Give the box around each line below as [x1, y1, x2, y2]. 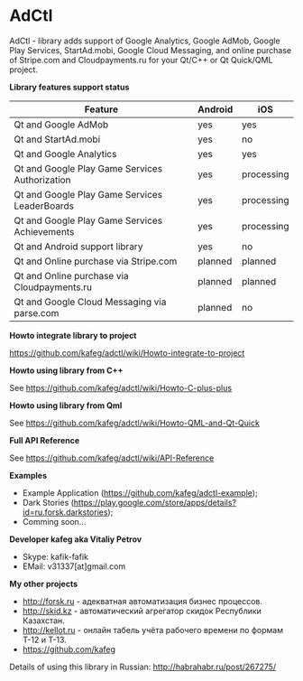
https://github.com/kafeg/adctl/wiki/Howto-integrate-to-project [9, 347, 245, 358]
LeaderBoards [14, 200, 75, 212]
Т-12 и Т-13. [22, 634, 68, 645]
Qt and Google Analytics [14, 147, 117, 160]
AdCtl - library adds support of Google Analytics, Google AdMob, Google [9, 35, 281, 46]
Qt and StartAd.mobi [14, 133, 101, 145]
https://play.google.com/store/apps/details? [73, 497, 237, 508]
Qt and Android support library [14, 240, 143, 253]
